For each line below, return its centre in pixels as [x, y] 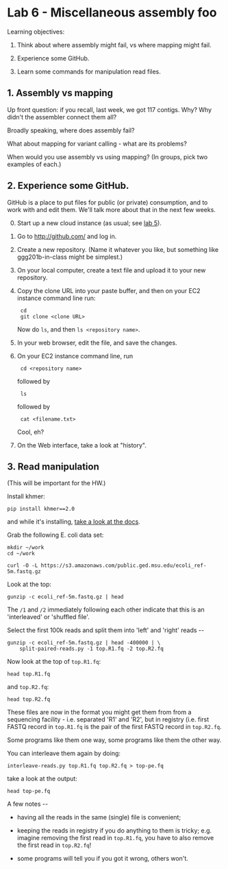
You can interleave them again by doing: [64, 754]
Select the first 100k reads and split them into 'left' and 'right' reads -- [105, 630]
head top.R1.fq [29, 674]
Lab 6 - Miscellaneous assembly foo [112, 13]
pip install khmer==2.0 [41, 509]
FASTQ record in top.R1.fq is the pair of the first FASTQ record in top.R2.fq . [115, 727]
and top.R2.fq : [28, 687]
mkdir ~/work [26, 548]
